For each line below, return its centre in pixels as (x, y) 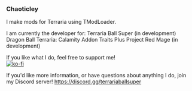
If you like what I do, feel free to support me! (61, 58)
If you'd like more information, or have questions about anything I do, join (96, 76)
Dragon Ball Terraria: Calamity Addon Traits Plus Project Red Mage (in (92, 40)
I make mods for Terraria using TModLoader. (61, 22)
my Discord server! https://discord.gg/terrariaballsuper (74, 81)
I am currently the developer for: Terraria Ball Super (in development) (91, 33)
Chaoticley (22, 9)
